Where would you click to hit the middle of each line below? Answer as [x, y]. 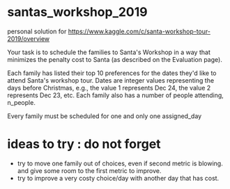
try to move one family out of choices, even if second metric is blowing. [120, 163]
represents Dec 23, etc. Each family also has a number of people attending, [116, 95]
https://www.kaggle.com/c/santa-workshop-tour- [139, 31]
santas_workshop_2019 [77, 12]
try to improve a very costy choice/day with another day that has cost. [118, 178]
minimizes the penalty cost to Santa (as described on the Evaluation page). [115, 59]
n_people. [22, 102]
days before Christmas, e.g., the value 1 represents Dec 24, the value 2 [109, 88]
